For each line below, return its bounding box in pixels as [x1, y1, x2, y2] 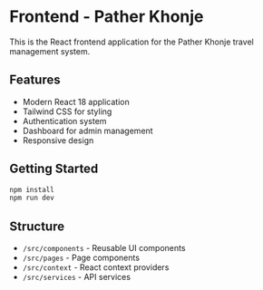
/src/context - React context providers [22, 262, 170, 273]
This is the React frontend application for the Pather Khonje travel [9, 36, 254, 47]
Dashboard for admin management [22, 125, 153, 136]
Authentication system [22, 115, 107, 126]
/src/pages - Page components [22, 252, 141, 264]
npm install [9, 185, 54, 194]
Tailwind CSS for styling [22, 106, 112, 117]
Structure [9, 218, 65, 234]
